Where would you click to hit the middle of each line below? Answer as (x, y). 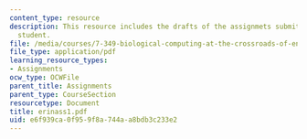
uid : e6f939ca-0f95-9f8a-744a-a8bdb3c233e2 (94, 120)
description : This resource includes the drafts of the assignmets (141, 27)
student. (34, 35)
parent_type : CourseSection (63, 94)
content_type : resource (55, 18)
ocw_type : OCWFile (44, 78)
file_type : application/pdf (63, 52)
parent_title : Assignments (61, 86)
